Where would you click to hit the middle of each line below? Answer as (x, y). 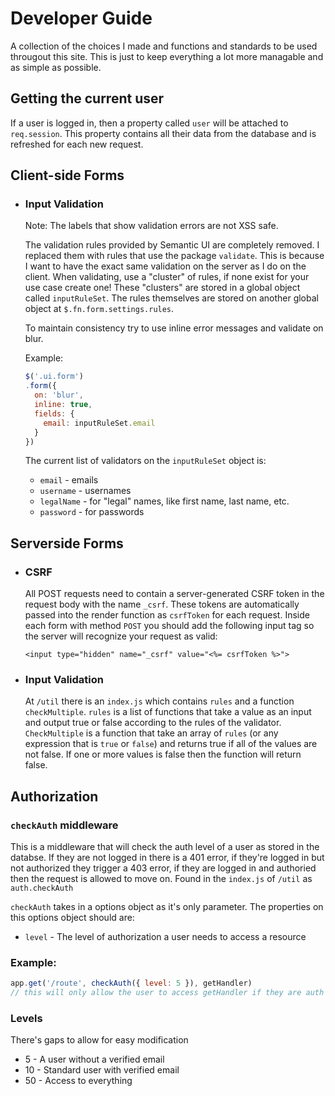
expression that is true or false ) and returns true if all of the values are (171, 744)
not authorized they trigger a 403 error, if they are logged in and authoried (163, 868)
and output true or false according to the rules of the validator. (153, 723)
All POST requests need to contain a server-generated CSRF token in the (174, 594)
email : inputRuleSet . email (99, 423)
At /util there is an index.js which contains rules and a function (159, 701)
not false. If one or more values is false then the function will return (163, 754)
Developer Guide (81, 18)
